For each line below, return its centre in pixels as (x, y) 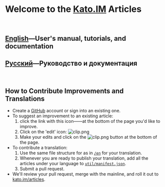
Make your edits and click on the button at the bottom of (88, 137)
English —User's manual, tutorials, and (66, 39)
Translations (25, 99)
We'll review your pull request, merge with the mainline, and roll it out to (85, 174)
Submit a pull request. (42, 169)
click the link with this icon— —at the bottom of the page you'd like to (90, 121)
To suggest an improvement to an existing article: (63, 116)
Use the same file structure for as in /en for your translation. (81, 153)
